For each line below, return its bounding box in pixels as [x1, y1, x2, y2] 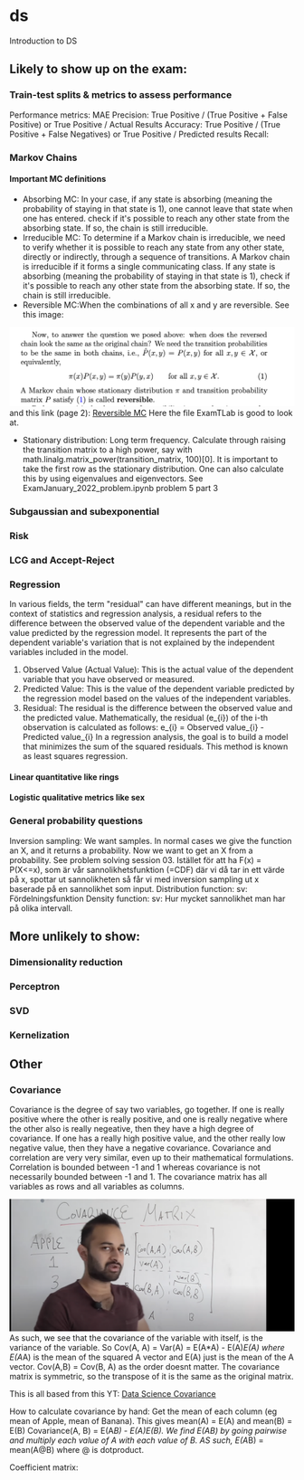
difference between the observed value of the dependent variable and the [9, 618, 285, 629]
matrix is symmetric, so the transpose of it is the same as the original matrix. [9, 1371, 294, 1381]
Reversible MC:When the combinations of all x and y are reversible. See [22, 299, 290, 310]
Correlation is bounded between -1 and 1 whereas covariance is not [9, 1162, 261, 1172]
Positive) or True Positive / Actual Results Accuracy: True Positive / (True [9, 119, 280, 129]
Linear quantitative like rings [9, 771, 119, 783]
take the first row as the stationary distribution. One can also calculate [22, 463, 284, 475]
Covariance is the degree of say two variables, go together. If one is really [9, 1105, 285, 1115]
